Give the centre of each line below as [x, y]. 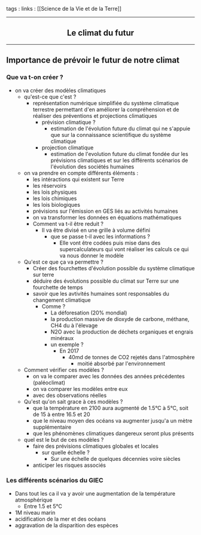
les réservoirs [50, 185]
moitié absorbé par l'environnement [121, 363]
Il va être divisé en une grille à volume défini [96, 230]
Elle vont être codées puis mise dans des [110, 243]
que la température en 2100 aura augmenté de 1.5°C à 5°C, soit [110, 408]
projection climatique [68, 147]
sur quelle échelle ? [66, 452]
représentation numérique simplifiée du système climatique [106, 103]
